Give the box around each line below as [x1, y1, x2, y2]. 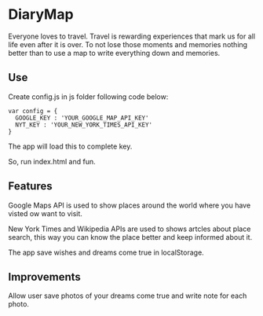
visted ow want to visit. [8, 208, 82, 218]
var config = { [8, 107, 58, 115]
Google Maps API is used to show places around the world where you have [8, 200, 251, 210]
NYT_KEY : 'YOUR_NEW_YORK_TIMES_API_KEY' [15, 120, 153, 129]
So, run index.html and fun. [8, 156, 96, 166]
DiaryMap [8, 6, 74, 24]
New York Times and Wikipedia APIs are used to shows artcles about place [8, 224, 251, 233]
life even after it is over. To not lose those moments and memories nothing [8, 39, 248, 49]
